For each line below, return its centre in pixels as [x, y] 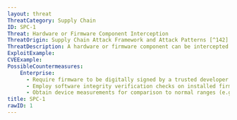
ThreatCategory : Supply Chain [52, 20]
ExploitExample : [31, 54]
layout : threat [30, 14]
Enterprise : [37, 73]
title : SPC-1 [26, 100]
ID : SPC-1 [22, 27]
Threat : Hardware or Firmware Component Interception [88, 34]
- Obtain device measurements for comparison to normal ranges [121, 92]
